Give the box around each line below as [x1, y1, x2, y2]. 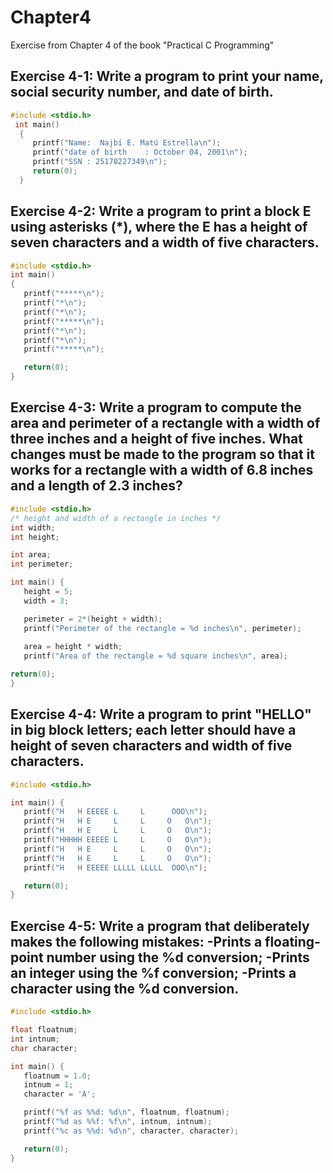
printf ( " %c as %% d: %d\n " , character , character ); [23, 1126, 240, 1136]
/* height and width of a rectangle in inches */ [10, 513, 222, 523]
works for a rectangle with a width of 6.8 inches [10, 462, 314, 479]
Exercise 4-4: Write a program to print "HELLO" [10, 706, 312, 723]
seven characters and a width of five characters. [10, 234, 320, 251]
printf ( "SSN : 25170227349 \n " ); [32, 157, 168, 167]
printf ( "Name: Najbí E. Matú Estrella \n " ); [32, 138, 222, 148]
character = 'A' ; [23, 1089, 97, 1100]
